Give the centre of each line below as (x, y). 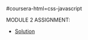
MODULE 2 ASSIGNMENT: (38, 20)
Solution (25, 31)
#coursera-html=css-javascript (44, 9)
